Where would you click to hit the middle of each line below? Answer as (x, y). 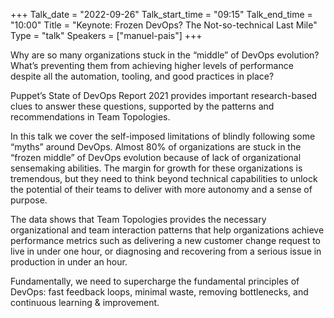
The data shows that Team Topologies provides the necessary (138, 219)
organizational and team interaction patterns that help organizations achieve (167, 230)
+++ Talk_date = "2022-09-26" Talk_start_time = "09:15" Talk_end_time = (161, 14)
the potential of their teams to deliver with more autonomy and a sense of (161, 189)
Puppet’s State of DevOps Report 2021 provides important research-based (164, 95)
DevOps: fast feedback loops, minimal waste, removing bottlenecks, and (159, 292)
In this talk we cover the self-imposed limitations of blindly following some (163, 136)
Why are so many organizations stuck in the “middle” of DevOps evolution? (165, 55)
